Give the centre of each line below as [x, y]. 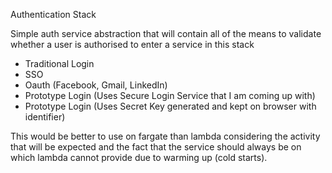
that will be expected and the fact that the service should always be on [156, 147]
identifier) [45, 117]
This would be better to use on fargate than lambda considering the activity [165, 136]
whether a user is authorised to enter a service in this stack [132, 44]
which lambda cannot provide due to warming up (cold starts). [139, 157]
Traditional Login [59, 63]
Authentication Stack [53, 14]
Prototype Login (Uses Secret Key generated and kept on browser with [170, 106]
